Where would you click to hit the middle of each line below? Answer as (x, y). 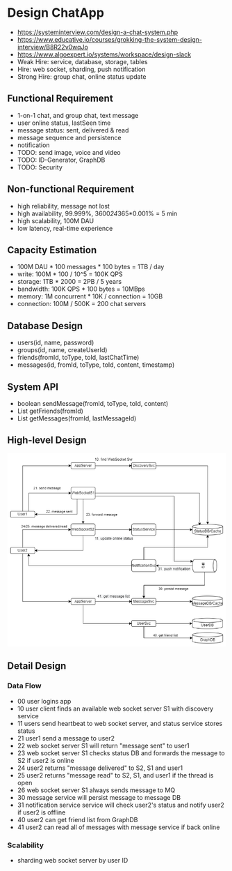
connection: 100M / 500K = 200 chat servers (82, 304)
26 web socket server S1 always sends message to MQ (96, 790)
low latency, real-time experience (65, 228)
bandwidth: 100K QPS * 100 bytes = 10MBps (81, 289)
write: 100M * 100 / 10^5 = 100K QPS (70, 274)
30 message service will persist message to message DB (99, 797)
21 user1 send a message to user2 (66, 738)
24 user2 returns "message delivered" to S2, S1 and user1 (100, 768)
